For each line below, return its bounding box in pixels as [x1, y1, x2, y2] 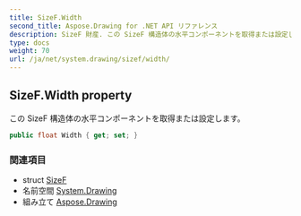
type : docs [9, 38, 50, 48]
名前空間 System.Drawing [21, 185, 117, 195]
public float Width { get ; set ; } [9, 131, 139, 140]
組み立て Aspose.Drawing [21, 196, 118, 207]
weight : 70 [9, 47, 50, 56]
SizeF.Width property [9, 88, 133, 103]
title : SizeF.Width [9, 13, 82, 22]
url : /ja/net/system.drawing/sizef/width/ [9, 55, 170, 64]
